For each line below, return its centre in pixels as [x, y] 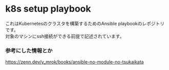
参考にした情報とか [29, 50]
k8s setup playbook [48, 9]
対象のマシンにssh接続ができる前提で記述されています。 [65, 36]
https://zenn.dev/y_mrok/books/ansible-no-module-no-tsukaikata [75, 62]
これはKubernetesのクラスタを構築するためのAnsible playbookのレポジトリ [85, 23]
